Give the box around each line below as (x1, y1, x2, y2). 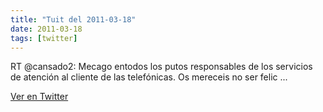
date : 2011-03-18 (10, 24, 83, 34)
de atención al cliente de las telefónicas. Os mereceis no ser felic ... (10, 71, 288, 83)
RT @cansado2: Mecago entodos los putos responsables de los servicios (10, 61, 313, 73)
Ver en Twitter (10, 91, 69, 103)
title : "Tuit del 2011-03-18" (10, 14, 137, 25)
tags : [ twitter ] (10, 33, 78, 43)
